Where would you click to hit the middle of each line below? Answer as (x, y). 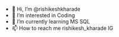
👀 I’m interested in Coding (43, 15)
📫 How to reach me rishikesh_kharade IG (62, 28)
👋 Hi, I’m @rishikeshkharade (46, 9)
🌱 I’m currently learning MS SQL (51, 21)
